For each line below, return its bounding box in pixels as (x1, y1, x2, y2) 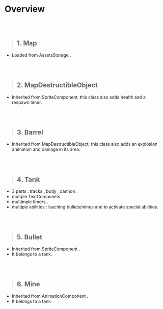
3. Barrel (16, 128, 44, 136)
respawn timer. (11, 99, 42, 105)
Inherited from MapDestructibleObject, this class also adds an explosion (11, 141, 158, 147)
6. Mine (16, 280, 40, 288)
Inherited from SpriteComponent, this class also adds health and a (11, 94, 146, 100)
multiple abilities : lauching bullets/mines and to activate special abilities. (11, 204, 159, 210)
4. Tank (16, 175, 40, 183)
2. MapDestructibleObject (16, 81, 98, 89)
